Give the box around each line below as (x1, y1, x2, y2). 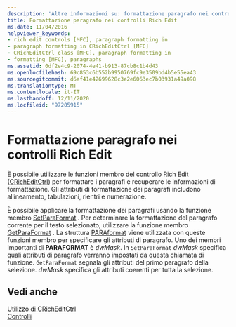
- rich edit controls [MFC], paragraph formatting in (7, 36, 169, 44)
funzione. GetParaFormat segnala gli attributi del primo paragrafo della (7, 258, 209, 267)
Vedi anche (7, 286, 58, 298)
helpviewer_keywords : (7, 29, 71, 37)
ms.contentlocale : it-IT (7, 88, 80, 95)
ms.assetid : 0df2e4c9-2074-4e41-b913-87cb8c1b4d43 (7, 62, 159, 69)
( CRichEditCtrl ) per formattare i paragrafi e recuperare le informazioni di (7, 177, 216, 186)
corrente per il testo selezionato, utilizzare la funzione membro (7, 220, 188, 229)
